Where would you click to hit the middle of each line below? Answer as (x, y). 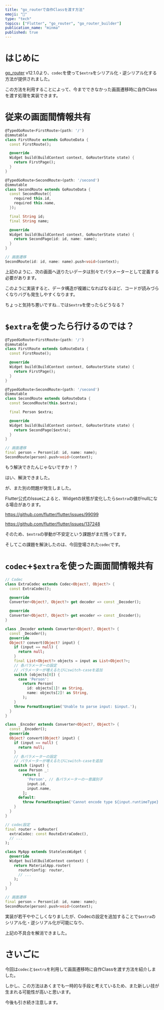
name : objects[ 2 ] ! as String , (58, 693)
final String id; (27, 217)
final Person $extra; (32, 412)
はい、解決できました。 (29, 477)
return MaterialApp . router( (42, 865)
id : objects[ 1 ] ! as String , (55, 688)
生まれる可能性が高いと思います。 (39, 992)
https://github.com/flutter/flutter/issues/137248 (53, 524)
